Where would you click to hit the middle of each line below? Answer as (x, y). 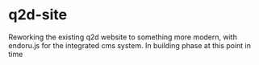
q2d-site (38, 15)
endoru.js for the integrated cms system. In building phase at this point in (130, 45)
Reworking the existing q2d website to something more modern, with (123, 37)
